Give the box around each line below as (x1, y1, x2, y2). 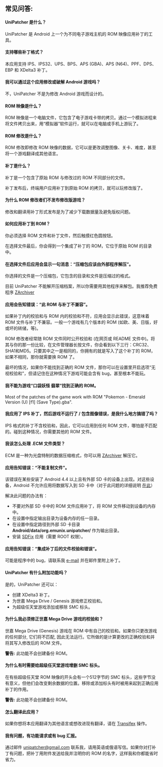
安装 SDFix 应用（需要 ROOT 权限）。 (12, 534, 86, 540)
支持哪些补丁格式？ (5, 49, 44, 55)
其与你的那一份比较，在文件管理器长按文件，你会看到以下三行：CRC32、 (5, 342, 152, 348)
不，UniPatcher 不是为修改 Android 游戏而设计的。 (5, 91, 107, 97)
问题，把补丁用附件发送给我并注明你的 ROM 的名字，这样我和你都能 (13, 750, 150, 756)
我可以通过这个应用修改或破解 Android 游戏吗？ (5, 79, 101, 85)
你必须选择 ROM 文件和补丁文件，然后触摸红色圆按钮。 (5, 233, 116, 239)
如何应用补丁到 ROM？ (5, 221, 51, 227)
